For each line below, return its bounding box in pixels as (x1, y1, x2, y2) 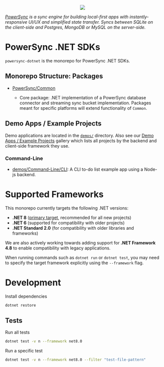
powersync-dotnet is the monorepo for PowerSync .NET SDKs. (5, 58, 130, 63)
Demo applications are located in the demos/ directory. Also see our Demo (5, 132, 154, 138)
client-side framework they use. (5, 143, 70, 149)
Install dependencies (5, 293, 48, 299)
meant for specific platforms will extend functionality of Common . (19, 105, 147, 111)
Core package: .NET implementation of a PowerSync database (19, 94, 146, 100)
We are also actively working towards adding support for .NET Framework (5, 240, 156, 245)
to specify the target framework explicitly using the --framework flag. (5, 260, 144, 266)
